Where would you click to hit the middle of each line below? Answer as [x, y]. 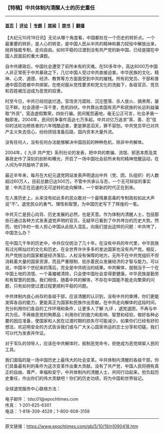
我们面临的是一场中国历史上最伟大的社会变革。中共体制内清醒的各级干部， [80, 360]
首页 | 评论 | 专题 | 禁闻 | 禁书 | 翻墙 [45, 25]
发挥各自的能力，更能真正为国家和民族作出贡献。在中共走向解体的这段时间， [82, 302]
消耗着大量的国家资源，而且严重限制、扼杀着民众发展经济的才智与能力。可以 [82, 261]
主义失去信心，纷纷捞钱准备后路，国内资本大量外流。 [62, 132]
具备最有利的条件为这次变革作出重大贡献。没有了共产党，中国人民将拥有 [82, 366]
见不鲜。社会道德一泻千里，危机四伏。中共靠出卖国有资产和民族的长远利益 [80, 107]
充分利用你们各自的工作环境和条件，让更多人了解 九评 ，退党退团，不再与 [79, 308]
